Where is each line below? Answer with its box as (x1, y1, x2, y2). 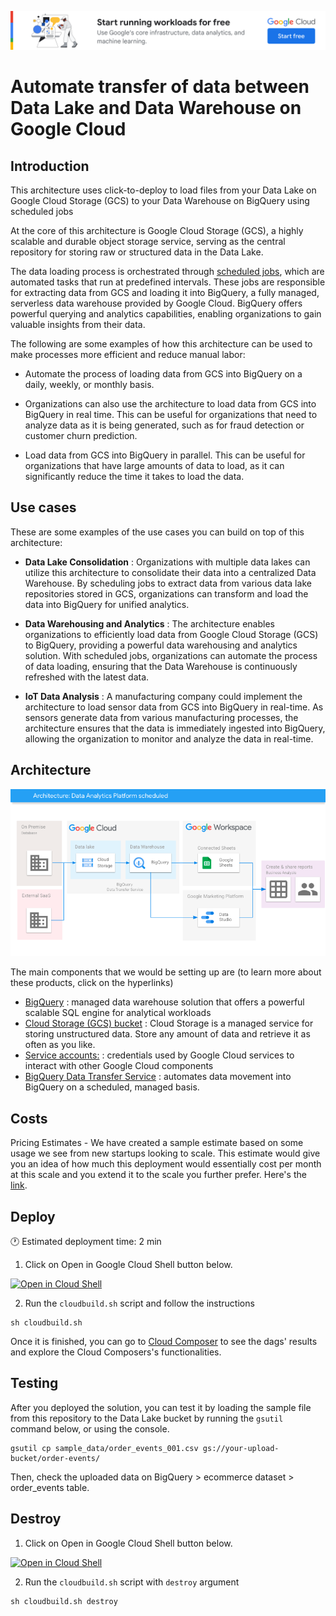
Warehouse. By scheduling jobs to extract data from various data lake (24, 577, 312, 589)
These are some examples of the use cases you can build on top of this (10, 526, 305, 538)
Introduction (10, 157, 90, 175)
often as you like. (24, 1039, 96, 1051)
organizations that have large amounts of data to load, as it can (24, 460, 285, 472)
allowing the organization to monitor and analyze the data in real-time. (24, 732, 314, 745)
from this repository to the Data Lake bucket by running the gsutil (10, 1412, 284, 1424)
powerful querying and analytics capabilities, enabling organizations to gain (10, 308, 322, 320)
